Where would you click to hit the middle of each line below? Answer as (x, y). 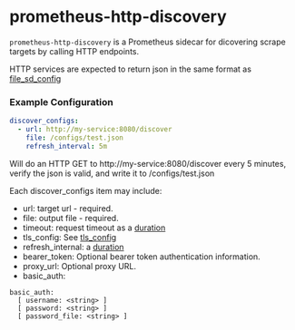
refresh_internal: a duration (73, 247)
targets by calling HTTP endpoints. (74, 51)
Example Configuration (61, 102)
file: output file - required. (71, 218)
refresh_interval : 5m (66, 146)
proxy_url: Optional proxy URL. (79, 266)
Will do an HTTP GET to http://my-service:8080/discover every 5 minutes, (148, 163)
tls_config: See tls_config (69, 237)
